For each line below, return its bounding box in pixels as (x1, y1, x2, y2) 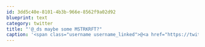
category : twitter (6, 20, 53, 26)
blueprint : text (6, 15, 48, 21)
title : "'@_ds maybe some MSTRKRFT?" (6, 26, 103, 32)
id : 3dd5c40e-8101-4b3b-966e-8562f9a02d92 (6, 9, 116, 15)
